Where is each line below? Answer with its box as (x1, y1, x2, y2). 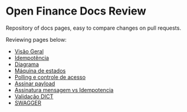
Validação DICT (14, 93, 54, 100)
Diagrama (14, 61, 39, 68)
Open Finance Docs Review (5, 4, 146, 18)
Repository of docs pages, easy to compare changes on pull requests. (5, 24, 182, 31)
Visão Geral (14, 47, 44, 55)
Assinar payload (14, 80, 55, 87)
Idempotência (14, 54, 49, 61)
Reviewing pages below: (5, 36, 67, 43)
